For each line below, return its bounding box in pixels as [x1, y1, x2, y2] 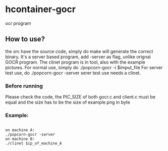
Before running [5, 82, 43, 89]
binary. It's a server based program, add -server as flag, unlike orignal [5, 54, 151, 60]
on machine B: [5, 136, 35, 142]
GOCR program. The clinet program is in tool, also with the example [5, 59, 145, 65]
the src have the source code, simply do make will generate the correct [5, 48, 153, 54]
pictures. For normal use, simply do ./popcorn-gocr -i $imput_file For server [5, 64, 163, 70]
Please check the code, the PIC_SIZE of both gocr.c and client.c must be [5, 94, 155, 100]
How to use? [5, 35, 45, 43]
